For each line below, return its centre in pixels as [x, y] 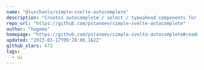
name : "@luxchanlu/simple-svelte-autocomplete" [68, 12]
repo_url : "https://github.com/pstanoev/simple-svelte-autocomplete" [96, 23]
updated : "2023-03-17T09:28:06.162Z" [54, 40]
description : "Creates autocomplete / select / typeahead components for [102, 18]
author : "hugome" [28, 29]
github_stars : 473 [29, 46]
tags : [13, 52]
